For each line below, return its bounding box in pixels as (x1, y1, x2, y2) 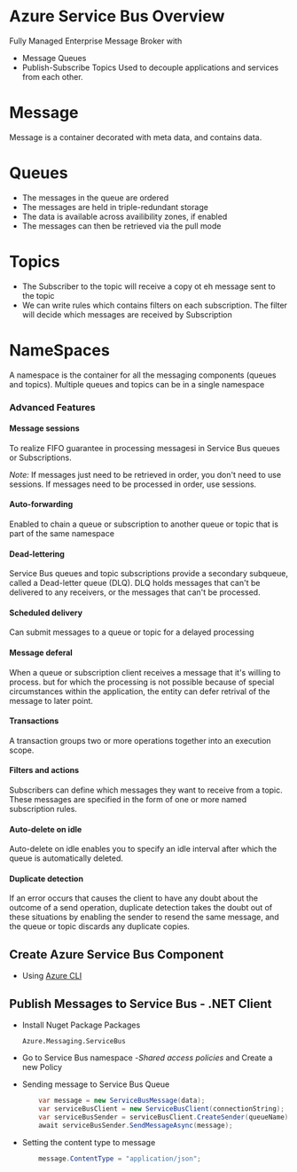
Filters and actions (9, 765, 80, 776)
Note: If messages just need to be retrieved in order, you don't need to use (9, 469, 282, 480)
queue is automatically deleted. (9, 853, 124, 863)
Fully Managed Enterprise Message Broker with (9, 35, 183, 46)
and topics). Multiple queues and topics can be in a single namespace (9, 379, 265, 389)
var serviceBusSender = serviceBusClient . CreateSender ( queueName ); (38, 1113, 293, 1121)
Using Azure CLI (21, 971, 82, 981)
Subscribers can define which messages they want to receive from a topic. (9, 785, 284, 795)
